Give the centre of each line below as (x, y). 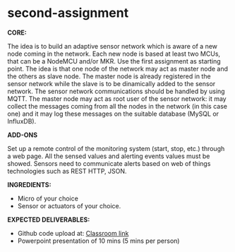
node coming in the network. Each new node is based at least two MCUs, (114, 54)
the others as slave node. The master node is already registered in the (109, 76)
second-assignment (68, 13)
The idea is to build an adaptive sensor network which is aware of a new (112, 46)
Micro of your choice (48, 198)
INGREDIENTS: (29, 184)
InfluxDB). (22, 121)
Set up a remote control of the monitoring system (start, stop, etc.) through (116, 148)
